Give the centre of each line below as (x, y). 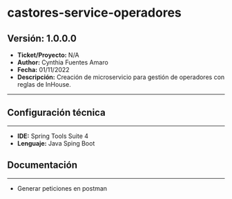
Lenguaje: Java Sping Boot (56, 143)
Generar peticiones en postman (62, 188)
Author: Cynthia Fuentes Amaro (62, 62)
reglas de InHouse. (44, 84)
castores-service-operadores (94, 13)
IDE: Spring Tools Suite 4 (52, 136)
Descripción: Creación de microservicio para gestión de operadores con (121, 77)
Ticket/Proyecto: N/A (48, 55)
